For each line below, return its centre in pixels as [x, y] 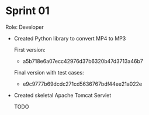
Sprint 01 [28, 11]
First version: [30, 50]
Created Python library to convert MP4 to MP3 [70, 38]
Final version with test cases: [49, 72]
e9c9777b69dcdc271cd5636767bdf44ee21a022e [82, 84]
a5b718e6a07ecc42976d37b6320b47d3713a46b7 [83, 61]
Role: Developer [25, 27]
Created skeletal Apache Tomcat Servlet [63, 95]
